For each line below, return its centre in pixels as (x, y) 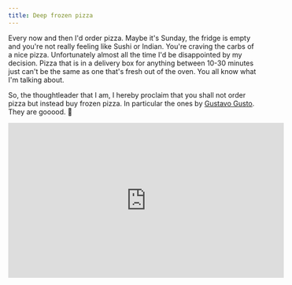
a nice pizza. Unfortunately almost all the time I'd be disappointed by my (125, 54)
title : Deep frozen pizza (50, 15)
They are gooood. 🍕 (40, 112)
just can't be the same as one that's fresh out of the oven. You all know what (132, 71)
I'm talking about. (36, 80)
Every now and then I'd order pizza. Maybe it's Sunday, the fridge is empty (129, 38)
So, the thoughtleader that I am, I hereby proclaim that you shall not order (127, 94)
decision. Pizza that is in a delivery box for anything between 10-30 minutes (131, 63)
